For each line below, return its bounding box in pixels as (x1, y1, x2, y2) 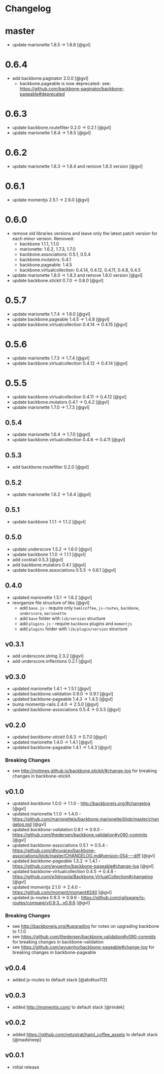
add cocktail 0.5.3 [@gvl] (12, 556, 64, 562)
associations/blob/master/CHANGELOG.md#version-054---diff (12, 853, 141, 859)
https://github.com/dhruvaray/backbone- (12, 847, 96, 853)
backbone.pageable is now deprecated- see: (19, 81, 111, 87)
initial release (12, 1064, 39, 1070)
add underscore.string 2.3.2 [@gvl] (12, 653, 84, 659)
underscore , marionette (19, 610, 66, 616)
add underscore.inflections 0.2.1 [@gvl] (12, 658, 92, 664)
